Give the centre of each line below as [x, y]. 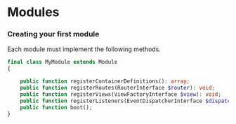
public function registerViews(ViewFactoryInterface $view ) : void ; [120, 94]
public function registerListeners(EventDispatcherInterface [111, 101]
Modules [33, 12]
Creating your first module [53, 34]
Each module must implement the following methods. [84, 49]
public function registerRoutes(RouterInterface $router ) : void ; [118, 88]
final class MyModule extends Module [63, 62]
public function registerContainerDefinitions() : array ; [105, 81]
